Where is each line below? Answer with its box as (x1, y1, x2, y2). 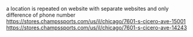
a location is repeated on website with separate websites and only (6, 5, 169, 12)
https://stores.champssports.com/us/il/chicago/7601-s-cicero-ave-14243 (6, 24, 187, 31)
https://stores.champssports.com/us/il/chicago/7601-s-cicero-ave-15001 (6, 18, 186, 24)
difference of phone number (6, 11, 76, 18)
